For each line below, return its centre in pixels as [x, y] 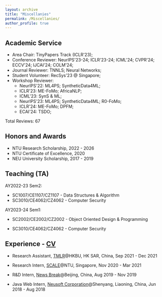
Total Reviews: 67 [23, 121]
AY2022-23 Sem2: [24, 185]
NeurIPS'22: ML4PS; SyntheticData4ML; [60, 86]
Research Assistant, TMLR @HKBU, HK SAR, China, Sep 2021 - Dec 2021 [84, 256]
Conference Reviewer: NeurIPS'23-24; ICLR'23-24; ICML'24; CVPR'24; [83, 60]
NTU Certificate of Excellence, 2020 [48, 153]
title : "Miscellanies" [28, 14]
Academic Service [34, 43]
